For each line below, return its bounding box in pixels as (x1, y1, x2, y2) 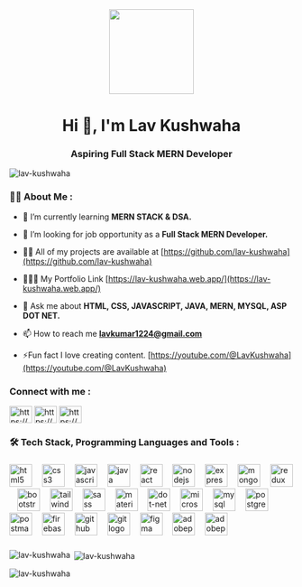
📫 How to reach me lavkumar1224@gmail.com (22, 328, 203, 339)
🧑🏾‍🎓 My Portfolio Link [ (22, 273, 109, 284)
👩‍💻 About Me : (9, 191, 74, 203)
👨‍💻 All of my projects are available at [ (22, 246, 164, 256)
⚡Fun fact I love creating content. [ (22, 349, 151, 360)
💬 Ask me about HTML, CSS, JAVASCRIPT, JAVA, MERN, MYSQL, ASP (22, 300, 288, 311)
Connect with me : (9, 385, 92, 397)
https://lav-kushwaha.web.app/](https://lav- (107, 273, 271, 284)
